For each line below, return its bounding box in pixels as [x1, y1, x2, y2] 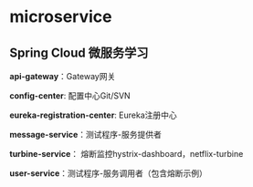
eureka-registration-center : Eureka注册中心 [9, 109, 178, 120]
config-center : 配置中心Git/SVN [9, 90, 131, 101]
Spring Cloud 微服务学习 [9, 45, 149, 60]
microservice [9, 6, 112, 27]
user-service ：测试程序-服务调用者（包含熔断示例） [9, 168, 207, 179]
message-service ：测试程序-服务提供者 [9, 130, 162, 140]
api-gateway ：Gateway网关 [9, 71, 116, 81]
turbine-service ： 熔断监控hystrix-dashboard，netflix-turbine [9, 149, 244, 159]
